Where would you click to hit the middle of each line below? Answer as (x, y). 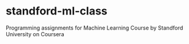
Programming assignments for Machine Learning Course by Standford (94, 28)
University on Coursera (35, 34)
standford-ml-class (57, 11)
